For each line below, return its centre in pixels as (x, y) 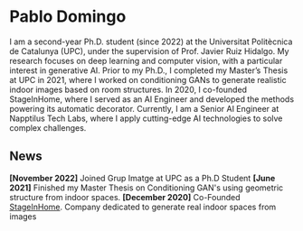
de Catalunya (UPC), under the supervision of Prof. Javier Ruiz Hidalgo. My (149, 51)
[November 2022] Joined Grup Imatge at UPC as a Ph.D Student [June (142, 178)
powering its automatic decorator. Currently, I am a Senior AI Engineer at (144, 108)
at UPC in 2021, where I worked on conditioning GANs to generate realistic (148, 79)
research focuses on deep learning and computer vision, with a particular (146, 60)
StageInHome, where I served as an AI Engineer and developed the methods (152, 99)
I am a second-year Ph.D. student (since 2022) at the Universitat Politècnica (151, 42)
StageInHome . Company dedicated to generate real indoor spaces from (143, 207)
